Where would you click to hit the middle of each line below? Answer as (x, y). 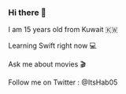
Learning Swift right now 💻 (52, 45)
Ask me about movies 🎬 (47, 64)
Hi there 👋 (28, 13)
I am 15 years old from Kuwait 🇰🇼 (63, 30)
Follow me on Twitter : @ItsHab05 (63, 82)
